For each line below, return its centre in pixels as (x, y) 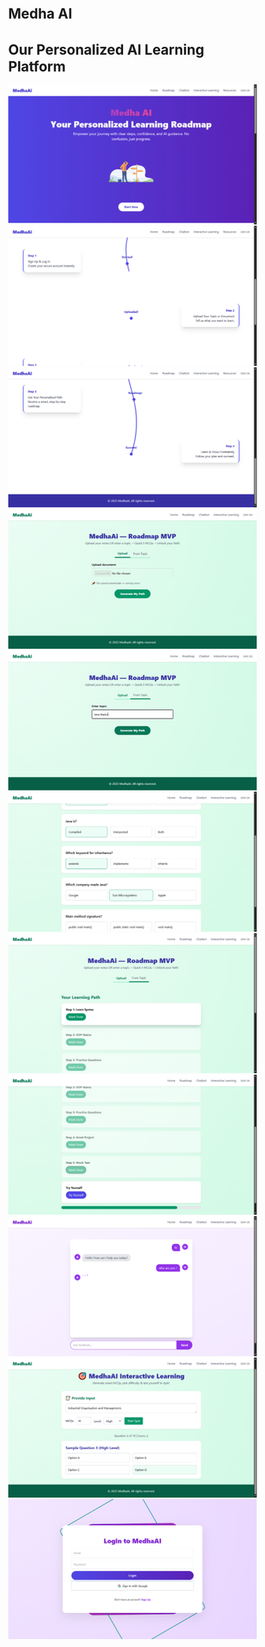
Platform (37, 67)
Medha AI (40, 14)
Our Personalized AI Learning (106, 50)
